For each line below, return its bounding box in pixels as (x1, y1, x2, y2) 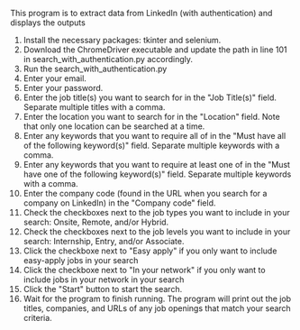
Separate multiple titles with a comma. (23, 102, 166, 112)
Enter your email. (23, 73, 86, 84)
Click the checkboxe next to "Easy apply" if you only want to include (23, 245, 277, 256)
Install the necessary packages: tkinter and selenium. (23, 35, 222, 45)
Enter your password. (23, 83, 104, 93)
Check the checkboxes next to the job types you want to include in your (23, 207, 291, 217)
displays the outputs (10, 17, 86, 28)
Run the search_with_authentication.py (23, 63, 168, 74)
